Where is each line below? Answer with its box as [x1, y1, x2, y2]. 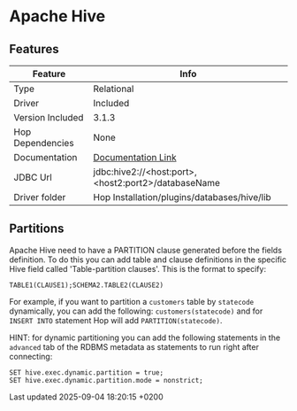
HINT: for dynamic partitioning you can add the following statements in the [9, 332, 281, 343]
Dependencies [13, 137, 74, 149]
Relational [93, 82, 134, 95]
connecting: [9, 351, 53, 361]
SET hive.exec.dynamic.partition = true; [9, 368, 164, 377]
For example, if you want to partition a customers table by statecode [9, 296, 255, 306]
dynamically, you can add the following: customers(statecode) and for [9, 306, 263, 316]
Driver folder [13, 191, 66, 203]
